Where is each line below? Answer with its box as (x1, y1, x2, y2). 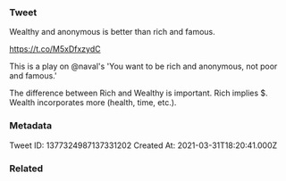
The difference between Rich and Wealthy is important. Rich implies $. (9, 87, 268, 99)
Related (9, 162, 44, 175)
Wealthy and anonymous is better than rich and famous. (9, 27, 216, 37)
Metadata (9, 119, 52, 132)
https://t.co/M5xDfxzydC (9, 44, 101, 54)
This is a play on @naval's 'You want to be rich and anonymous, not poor (9, 61, 278, 72)
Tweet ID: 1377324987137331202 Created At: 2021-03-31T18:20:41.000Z (9, 140, 278, 151)
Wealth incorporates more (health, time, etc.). (9, 97, 177, 108)
